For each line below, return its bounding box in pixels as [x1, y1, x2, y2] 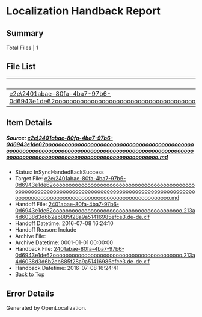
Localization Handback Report [6, 4, 161, 18]
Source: [6, 134, 27, 141]
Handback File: [14, 245, 53, 253]
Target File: [14, 175, 43, 182]
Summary [6, 28, 44, 38]
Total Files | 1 [6, 44, 38, 51]
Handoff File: [14, 200, 47, 208]
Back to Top [14, 271, 45, 278]
